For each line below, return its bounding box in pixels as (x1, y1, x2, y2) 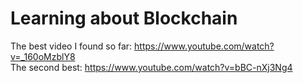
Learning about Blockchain (10, 7, 238, 30)
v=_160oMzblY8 (10, 50, 76, 62)
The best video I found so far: (10, 40, 133, 52)
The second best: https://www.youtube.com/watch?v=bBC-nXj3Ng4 (10, 61, 293, 73)
